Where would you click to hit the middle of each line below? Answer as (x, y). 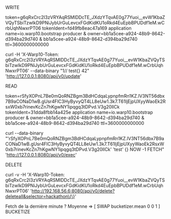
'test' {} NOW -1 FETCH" (139, 149)
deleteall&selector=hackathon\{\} (40, 196)
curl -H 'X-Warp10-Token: (32, 54)
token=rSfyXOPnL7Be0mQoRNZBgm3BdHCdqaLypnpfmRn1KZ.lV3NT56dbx (85, 96)
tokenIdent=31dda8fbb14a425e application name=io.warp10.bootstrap (79, 112)
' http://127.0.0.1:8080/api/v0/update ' (43, 76)
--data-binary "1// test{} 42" (60, 71)
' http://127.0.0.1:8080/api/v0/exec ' (41, 155)
